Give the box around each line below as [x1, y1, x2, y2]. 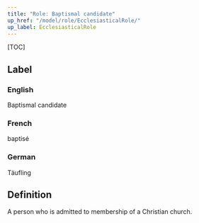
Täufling [7, 168, 32, 177]
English [7, 84, 34, 94]
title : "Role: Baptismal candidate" [7, 10, 115, 18]
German [7, 152, 36, 162]
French [7, 118, 33, 128]
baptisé [7, 135, 30, 143]
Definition [7, 189, 52, 201]
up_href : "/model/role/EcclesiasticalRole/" [7, 17, 141, 24]
